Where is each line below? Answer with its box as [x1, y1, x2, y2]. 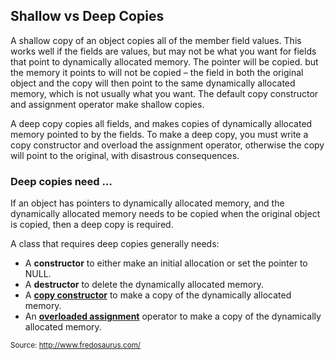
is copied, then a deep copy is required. [10, 219, 174, 231]
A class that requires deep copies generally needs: [10, 238, 220, 250]
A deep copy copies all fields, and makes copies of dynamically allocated [10, 117, 313, 129]
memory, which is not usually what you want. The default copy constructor [10, 87, 319, 99]
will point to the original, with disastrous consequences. [10, 149, 240, 161]
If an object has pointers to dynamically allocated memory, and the [10, 197, 285, 209]
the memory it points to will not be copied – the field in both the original [10, 66, 304, 78]
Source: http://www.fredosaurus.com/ [10, 340, 142, 351]
